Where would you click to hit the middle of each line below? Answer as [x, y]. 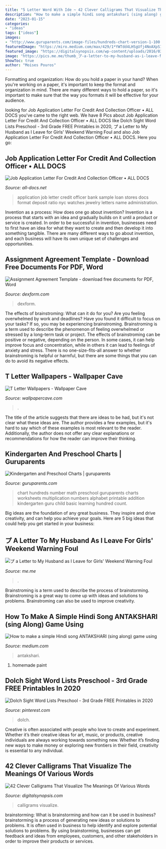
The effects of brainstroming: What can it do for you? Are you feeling [75, 313]
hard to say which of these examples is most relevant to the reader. [74, 428]
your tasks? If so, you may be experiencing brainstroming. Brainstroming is [81, 324]
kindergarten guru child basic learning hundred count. [72, 503]
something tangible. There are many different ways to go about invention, [80, 233]
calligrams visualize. [38, 805]
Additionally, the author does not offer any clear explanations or [70, 433]
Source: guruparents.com [31, 483]
